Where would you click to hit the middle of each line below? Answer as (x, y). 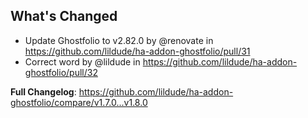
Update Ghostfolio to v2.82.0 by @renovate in (119, 40)
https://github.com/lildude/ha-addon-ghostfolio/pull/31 (137, 51)
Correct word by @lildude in (82, 61)
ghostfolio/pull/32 (61, 72)
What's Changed (64, 16)
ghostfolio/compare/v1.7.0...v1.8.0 (79, 102)
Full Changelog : (43, 91)
